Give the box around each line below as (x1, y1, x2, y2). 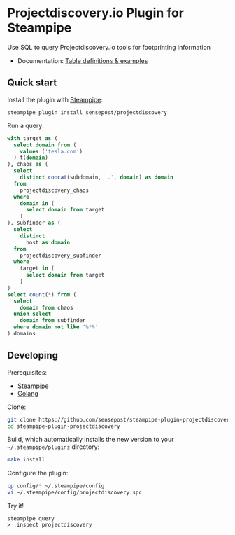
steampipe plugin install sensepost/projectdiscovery (7, 109, 168, 116)
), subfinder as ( (7, 219, 61, 227)
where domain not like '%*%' (13, 324, 99, 331)
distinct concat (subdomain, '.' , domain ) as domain (20, 174, 173, 181)
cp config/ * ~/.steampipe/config (7, 482, 105, 489)
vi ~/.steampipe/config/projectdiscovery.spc (7, 489, 142, 496)
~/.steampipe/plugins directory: (7, 443, 100, 451)
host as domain (25, 239, 71, 246)
